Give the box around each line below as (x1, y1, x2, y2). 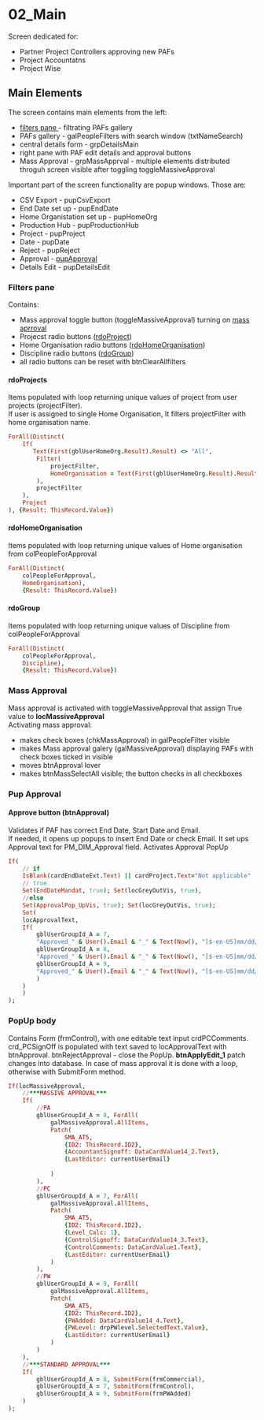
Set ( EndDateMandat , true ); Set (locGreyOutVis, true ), (22, 887, 202, 895)
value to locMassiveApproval (8, 711, 104, 721)
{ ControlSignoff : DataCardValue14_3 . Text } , (64, 1236, 210, 1243)
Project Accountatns (19, 55, 86, 65)
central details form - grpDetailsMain (19, 140, 139, 149)
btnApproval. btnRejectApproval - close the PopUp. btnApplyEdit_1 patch (8, 1050, 246, 1060)
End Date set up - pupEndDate (19, 203, 119, 213)
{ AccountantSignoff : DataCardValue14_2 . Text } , (64, 1148, 220, 1156)
